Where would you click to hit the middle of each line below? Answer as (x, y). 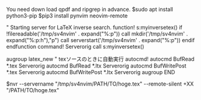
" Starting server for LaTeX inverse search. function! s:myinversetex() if (94, 27)
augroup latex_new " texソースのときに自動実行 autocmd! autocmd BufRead (100, 59)
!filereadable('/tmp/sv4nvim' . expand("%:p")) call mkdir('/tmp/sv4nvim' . (97, 34)
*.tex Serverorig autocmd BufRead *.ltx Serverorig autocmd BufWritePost (96, 66)
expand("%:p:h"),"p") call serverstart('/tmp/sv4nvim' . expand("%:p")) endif (100, 40)
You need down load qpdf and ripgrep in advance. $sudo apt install (90, 9)
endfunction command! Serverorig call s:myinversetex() (75, 46)
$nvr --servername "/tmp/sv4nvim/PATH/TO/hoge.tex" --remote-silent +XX (100, 84)
